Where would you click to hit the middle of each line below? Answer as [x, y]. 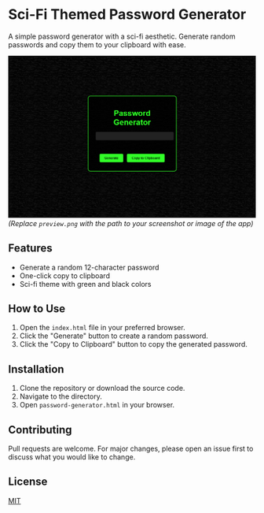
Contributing [40, 430]
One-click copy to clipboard [64, 275]
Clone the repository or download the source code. [102, 388]
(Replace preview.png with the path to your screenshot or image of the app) [131, 223]
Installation [36, 369]
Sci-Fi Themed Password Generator [127, 15]
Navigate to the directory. [60, 396]
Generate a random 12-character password [89, 267]
